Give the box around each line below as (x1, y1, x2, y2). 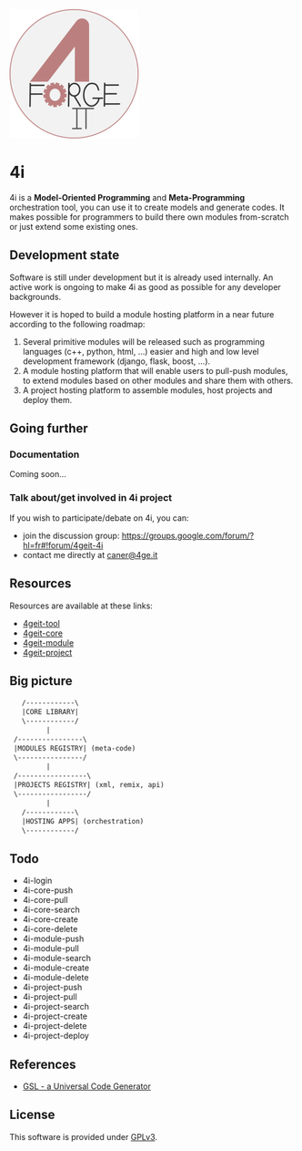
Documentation (9, 448, 80, 461)
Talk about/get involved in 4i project (9, 492, 173, 504)
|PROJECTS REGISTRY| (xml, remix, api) (13, 781, 166, 790)
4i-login (22, 876, 53, 887)
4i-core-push (22, 885, 74, 896)
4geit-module (22, 637, 75, 648)
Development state (9, 247, 120, 264)
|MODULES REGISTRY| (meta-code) (13, 744, 136, 753)
